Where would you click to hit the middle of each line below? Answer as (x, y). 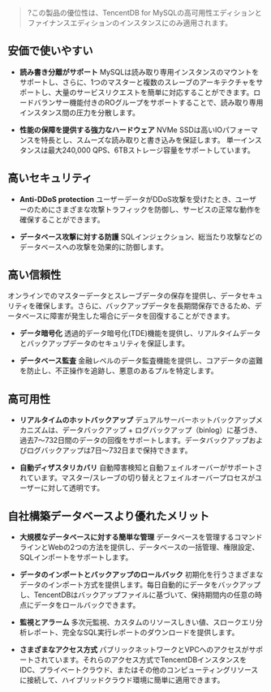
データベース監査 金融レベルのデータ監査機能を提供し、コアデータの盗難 (141, 361)
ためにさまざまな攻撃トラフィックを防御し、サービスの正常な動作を (147, 209)
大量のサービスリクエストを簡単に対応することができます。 (154, 92)
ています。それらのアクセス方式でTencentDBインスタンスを (147, 660)
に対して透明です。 (73, 488)
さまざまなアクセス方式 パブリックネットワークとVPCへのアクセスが (134, 650)
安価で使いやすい (50, 51)
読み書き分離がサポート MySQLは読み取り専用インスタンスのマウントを (139, 71)
